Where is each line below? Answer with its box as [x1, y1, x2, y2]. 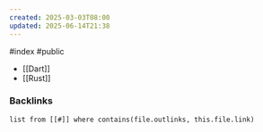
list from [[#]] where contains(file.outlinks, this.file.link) [9, 115, 255, 124]
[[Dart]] [22, 63, 51, 74]
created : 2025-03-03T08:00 [9, 12, 110, 22]
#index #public [9, 45, 65, 56]
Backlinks [9, 95, 54, 107]
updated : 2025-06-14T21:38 [9, 21, 110, 30]
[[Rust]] [22, 72, 51, 83]
